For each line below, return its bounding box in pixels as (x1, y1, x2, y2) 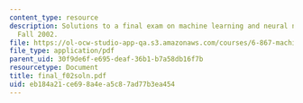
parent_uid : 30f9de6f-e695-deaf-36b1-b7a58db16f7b (9, 55, 204, 64)
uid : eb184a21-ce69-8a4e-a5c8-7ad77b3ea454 (9, 80, 176, 89)
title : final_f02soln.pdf (9, 72, 106, 81)
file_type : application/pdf (9, 47, 115, 56)
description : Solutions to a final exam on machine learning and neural (9, 21, 289, 30)
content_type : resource (9, 13, 99, 22)
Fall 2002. (17, 30, 59, 39)
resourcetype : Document (9, 64, 99, 73)
